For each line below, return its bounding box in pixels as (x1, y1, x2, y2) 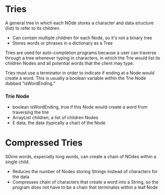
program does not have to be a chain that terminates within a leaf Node (12, 185, 158, 191)
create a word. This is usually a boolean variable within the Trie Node (5, 75, 146, 81)
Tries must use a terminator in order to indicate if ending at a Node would (5, 69, 155, 75)
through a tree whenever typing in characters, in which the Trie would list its (5, 55, 161, 61)
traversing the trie (12, 109, 49, 115)
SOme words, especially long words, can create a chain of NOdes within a (5, 154, 157, 160)
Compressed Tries (5, 137, 83, 148)
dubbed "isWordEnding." (5, 80, 55, 86)
